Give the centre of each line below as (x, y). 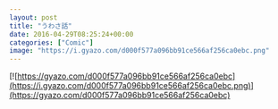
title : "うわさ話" (41, 26)
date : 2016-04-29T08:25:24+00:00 (72, 34)
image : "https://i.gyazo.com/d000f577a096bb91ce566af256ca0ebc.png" (139, 51)
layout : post (34, 17)
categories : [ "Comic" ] (51, 42)
